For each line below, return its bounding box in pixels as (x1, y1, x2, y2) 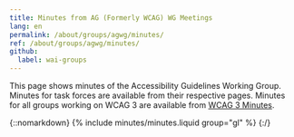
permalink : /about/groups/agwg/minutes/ (9, 30, 165, 39)
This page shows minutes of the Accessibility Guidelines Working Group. (9, 81, 281, 91)
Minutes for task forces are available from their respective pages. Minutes (9, 90, 286, 101)
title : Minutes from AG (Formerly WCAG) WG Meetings (9, 13, 213, 23)
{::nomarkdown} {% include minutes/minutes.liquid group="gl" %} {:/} (9, 117, 271, 128)
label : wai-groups (17, 55, 88, 64)
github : (9, 47, 39, 56)
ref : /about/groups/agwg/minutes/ (9, 38, 141, 48)
